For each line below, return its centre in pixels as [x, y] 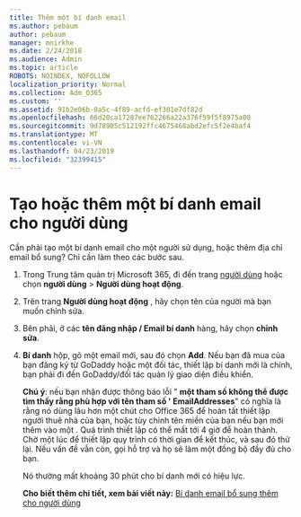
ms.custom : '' [36, 101]
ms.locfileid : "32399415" [58, 159]
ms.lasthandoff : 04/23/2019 [62, 151]
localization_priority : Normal [68, 84]
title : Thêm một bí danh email [68, 18]
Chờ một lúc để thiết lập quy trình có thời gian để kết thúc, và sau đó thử [156, 440]
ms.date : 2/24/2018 [46, 51]
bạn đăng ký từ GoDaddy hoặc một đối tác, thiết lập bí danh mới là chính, [157, 365]
